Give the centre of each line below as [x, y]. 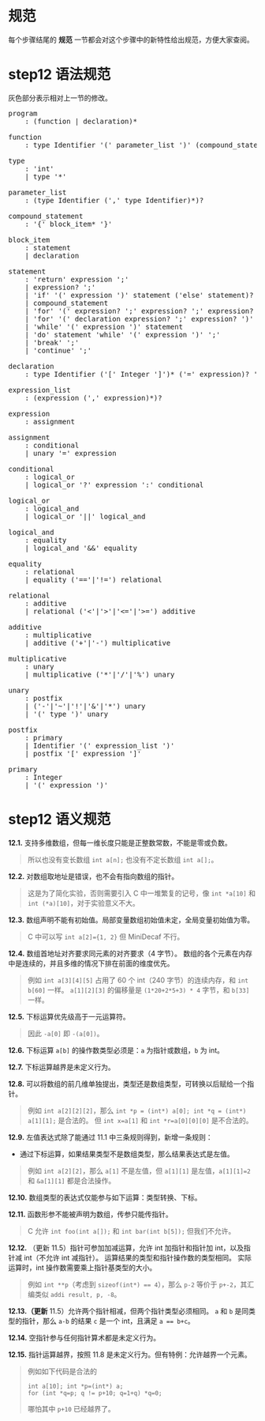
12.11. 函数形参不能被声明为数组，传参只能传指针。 [90, 1214]
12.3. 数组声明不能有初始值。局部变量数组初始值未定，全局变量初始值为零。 [131, 920]
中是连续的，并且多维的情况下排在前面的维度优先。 [91, 963]
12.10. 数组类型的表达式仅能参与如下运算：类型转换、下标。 [105, 1197]
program [23, 113]
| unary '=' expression [71, 453]
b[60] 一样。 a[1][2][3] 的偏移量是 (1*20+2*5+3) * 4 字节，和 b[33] [138, 989]
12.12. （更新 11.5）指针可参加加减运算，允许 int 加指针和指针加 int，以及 [126, 1248]
